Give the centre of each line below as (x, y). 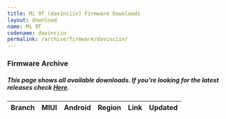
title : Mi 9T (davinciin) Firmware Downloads (74, 13)
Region (110, 108)
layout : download (32, 20)
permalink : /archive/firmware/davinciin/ (68, 39)
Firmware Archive (38, 64)
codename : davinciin (37, 33)
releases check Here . (38, 87)
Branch (23, 108)
